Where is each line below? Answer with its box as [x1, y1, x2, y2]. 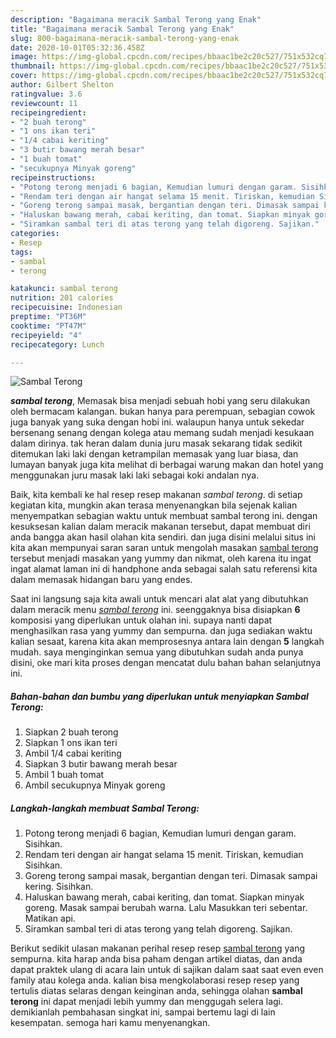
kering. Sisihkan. [24, 881, 94, 893]
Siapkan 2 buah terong [24, 726, 119, 738]
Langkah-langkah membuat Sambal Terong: [10, 802, 200, 814]
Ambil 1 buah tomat [24, 769, 105, 781]
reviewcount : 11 [10, 98, 78, 108]
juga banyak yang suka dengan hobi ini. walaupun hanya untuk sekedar [10, 416, 305, 428]
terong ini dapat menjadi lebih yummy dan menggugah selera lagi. [10, 996, 284, 1008]
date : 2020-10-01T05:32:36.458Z [10, 42, 145, 53]
